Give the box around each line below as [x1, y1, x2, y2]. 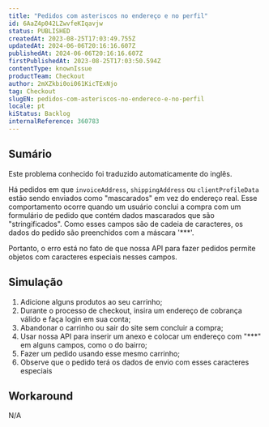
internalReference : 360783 [8, 117, 100, 126]
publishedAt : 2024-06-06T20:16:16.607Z [8, 49, 143, 58]
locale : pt [8, 102, 45, 110]
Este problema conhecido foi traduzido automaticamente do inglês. [8, 169, 233, 178]
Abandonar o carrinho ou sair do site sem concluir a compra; [19, 322, 224, 332]
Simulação [8, 275, 63, 289]
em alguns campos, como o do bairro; [19, 339, 147, 349]
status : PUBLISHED [8, 27, 70, 35]
